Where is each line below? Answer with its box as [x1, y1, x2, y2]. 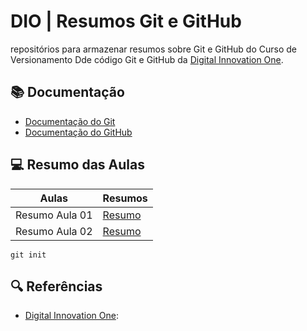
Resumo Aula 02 [15, 224, 93, 238]
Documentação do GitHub [24, 126, 133, 138]
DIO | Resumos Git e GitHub [10, 10, 242, 33]
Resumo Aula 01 [15, 208, 93, 222]
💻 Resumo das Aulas [10, 156, 145, 174]
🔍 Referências [10, 278, 103, 295]
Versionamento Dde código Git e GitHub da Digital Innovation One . [10, 53, 284, 65]
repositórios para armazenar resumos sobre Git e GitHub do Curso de [10, 43, 297, 55]
